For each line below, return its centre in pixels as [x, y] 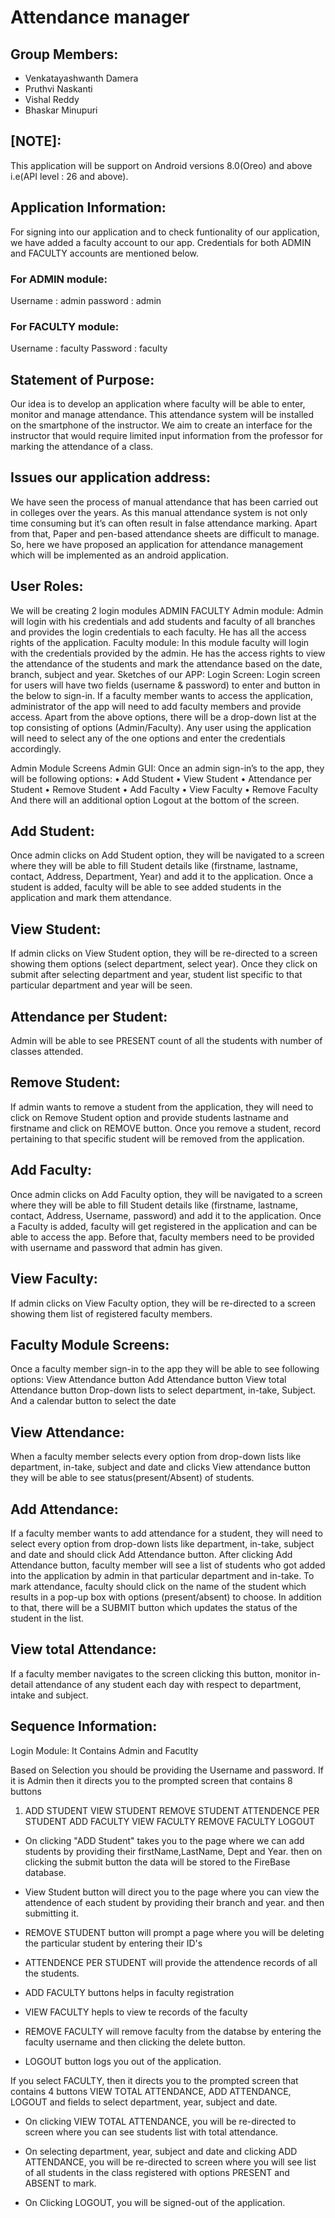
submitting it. [52, 1913]
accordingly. [36, 748]
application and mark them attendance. [91, 898]
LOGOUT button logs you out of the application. [123, 2061]
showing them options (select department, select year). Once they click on [164, 964]
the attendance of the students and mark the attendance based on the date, [166, 663]
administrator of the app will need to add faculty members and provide [156, 706]
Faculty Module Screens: [90, 1344]
